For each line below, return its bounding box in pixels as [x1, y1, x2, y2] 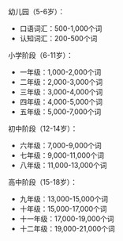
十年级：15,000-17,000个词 [19, 205, 108, 213]
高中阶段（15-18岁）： [8, 178, 77, 186]
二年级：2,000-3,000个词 [19, 78, 103, 86]
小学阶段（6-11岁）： [8, 51, 73, 59]
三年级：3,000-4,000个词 [19, 87, 103, 97]
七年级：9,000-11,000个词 [19, 151, 105, 160]
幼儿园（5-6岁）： [8, 7, 65, 16]
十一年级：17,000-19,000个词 [19, 214, 114, 224]
